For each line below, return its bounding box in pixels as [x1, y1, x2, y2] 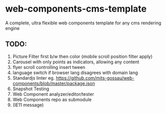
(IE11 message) [12, 102, 44, 108]
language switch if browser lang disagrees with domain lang [12, 69, 138, 76]
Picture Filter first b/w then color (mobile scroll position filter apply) [12, 53, 153, 59]
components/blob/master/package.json [12, 80, 95, 86]
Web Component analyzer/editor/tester [12, 91, 95, 97]
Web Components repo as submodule [12, 96, 92, 102]
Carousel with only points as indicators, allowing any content [12, 59, 140, 65]
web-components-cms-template [5, 3, 147, 15]
